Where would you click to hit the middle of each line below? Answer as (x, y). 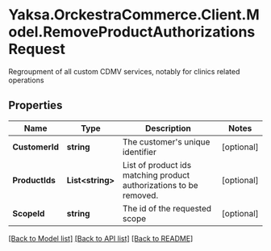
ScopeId (29, 213)
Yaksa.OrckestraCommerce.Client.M (134, 15)
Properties (35, 105)
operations (26, 80)
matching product (156, 175)
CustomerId (35, 147)
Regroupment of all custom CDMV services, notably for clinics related (124, 71)
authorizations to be (161, 185)
